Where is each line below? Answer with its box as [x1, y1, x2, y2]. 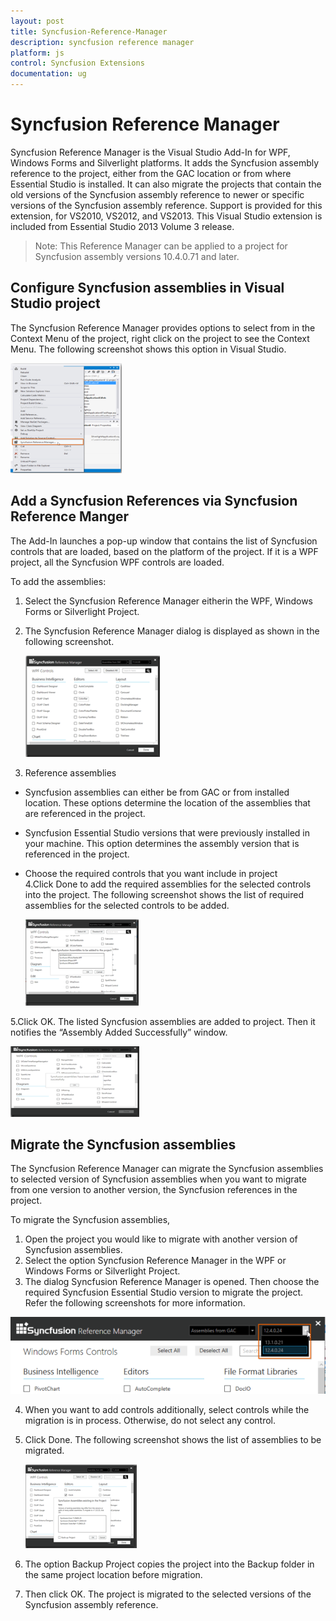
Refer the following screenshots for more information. [24, 1297, 246, 1309]
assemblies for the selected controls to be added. [24, 899, 230, 911]
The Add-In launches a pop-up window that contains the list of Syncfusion [10, 535, 318, 547]
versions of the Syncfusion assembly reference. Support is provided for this [10, 199, 323, 211]
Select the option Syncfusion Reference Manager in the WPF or [24, 1255, 287, 1267]
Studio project [10, 295, 101, 312]
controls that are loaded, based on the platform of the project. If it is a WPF [10, 545, 319, 557]
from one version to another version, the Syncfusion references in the [10, 1184, 298, 1196]
